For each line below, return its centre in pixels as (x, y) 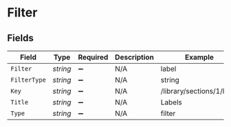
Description (134, 57)
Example (199, 57)
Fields (21, 38)
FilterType (28, 80)
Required (93, 57)
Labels (171, 102)
